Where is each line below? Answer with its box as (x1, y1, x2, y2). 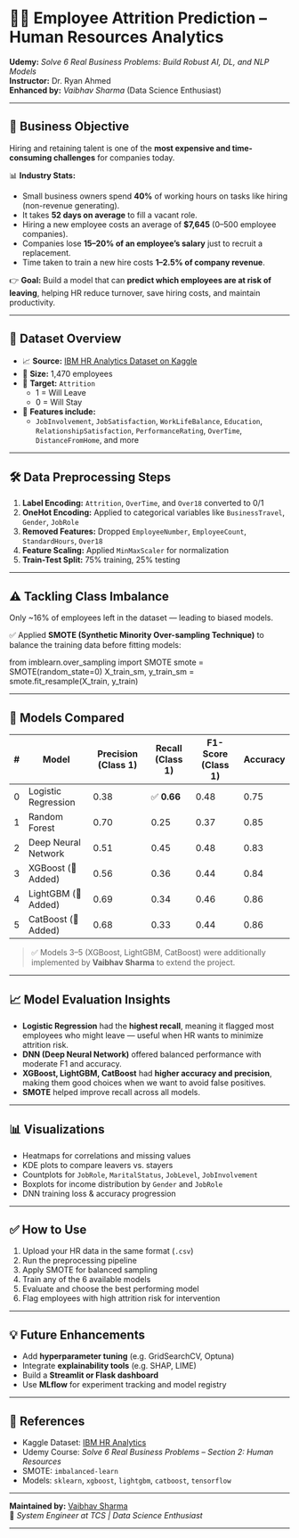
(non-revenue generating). (21, 200, 120, 210)
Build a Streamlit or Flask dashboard (21, 1370, 158, 1380)
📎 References (9, 1413, 85, 1428)
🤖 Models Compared (9, 710, 125, 725)
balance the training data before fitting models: (9, 640, 182, 650)
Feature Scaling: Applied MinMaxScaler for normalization (21, 545, 230, 556)
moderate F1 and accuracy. (21, 1058, 122, 1068)
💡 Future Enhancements (9, 1327, 145, 1342)
